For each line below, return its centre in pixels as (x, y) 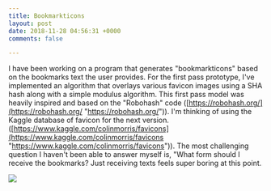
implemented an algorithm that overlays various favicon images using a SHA (135, 86)
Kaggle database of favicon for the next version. (89, 120)
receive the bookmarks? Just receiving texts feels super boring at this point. (135, 163)
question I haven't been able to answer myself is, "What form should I (124, 155)
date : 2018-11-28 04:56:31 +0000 (65, 31)
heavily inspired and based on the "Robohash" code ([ (99, 103)
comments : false (36, 38)
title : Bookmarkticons (47, 16)
